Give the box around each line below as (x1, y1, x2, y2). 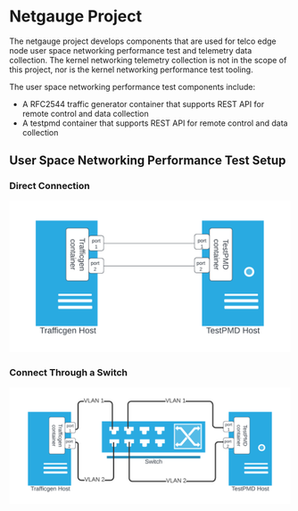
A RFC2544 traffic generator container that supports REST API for (21, 98, 265, 109)
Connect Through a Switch (9, 367, 128, 379)
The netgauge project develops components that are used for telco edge (9, 36, 277, 46)
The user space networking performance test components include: (9, 81, 256, 92)
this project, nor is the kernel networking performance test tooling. (9, 64, 253, 75)
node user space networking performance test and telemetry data (9, 45, 252, 55)
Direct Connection (9, 180, 91, 193)
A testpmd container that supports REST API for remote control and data (21, 118, 288, 128)
